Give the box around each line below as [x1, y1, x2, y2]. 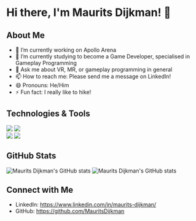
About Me [6, 30, 45, 41]
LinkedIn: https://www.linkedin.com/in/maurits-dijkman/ [15, 201, 157, 208]
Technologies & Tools [6, 109, 90, 119]
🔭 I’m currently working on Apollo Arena [15, 46, 117, 53]
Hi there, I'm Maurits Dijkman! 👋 [6, 6, 171, 20]
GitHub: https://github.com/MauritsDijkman [15, 207, 125, 215]
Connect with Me [6, 185, 74, 195]
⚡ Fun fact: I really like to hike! [15, 88, 92, 96]
